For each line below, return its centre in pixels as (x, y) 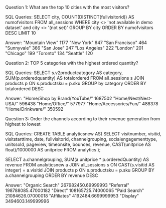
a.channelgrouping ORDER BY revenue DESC (52, 175)
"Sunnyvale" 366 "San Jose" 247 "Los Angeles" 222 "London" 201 (74, 48)
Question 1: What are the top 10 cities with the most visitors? (67, 7)
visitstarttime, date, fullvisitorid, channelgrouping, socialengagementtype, (81, 139)
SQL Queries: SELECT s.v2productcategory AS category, (64, 73)
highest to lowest (23, 124)
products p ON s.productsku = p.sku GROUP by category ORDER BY (76, 83)
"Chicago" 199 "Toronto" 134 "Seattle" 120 (49, 53)
